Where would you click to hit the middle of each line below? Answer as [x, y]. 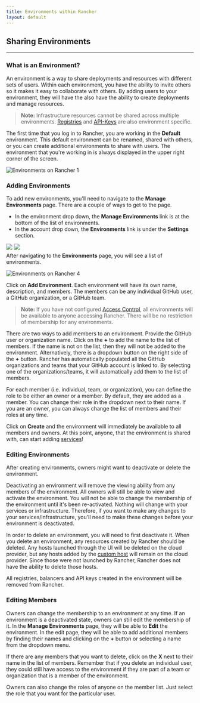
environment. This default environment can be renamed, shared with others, [99, 139]
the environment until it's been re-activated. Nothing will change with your [97, 504]
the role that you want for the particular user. [61, 693]
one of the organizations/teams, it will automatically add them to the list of [97, 371]
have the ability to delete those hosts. [52, 567]
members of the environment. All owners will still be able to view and [90, 492]
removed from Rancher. [35, 585]
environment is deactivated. [40, 523]
